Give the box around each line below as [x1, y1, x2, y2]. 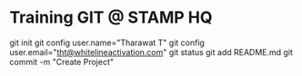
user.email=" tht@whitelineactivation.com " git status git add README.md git [9, 46, 294, 57]
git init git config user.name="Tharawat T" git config [9, 37, 205, 48]
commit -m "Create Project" [9, 56, 114, 67]
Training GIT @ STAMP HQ [9, 7, 213, 28]
